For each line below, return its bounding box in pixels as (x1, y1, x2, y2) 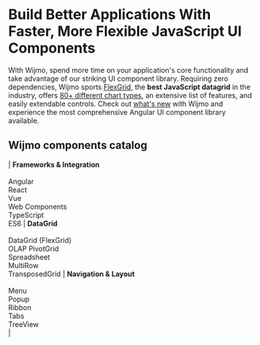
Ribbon (8, 302, 32, 312)
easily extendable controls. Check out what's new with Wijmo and (8, 99, 224, 108)
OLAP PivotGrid (8, 244, 59, 253)
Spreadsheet (8, 252, 50, 262)
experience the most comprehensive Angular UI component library (8, 107, 226, 116)
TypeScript (8, 210, 44, 219)
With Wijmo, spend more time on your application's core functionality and (8, 65, 249, 74)
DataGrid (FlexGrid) (8, 235, 72, 245)
